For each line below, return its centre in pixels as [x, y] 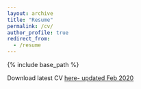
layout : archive [30, 13]
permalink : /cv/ [30, 26]
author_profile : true [38, 33]
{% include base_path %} [43, 65]
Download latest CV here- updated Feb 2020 [70, 78]
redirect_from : [29, 39]
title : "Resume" [30, 20]
